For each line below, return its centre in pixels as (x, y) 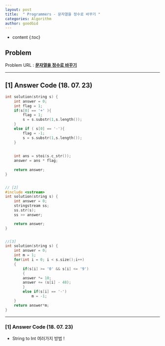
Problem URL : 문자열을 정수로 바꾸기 (41, 65)
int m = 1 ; (25, 255)
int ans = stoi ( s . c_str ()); (42, 156)
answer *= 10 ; (37, 278)
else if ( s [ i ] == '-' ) (45, 292)
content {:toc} (26, 37)
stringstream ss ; (32, 206)
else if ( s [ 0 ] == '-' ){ (39, 129)
